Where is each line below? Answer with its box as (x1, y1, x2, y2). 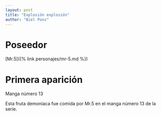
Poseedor (5, 39, 48, 51)
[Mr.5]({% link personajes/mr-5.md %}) (5, 56, 88, 62)
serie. (5, 106, 17, 112)
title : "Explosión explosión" (5, 12, 70, 17)
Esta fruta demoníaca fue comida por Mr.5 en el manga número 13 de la (5, 101, 156, 107)
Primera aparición (5, 74, 83, 85)
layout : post (5, 7, 33, 13)
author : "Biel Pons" (5, 17, 50, 22)
